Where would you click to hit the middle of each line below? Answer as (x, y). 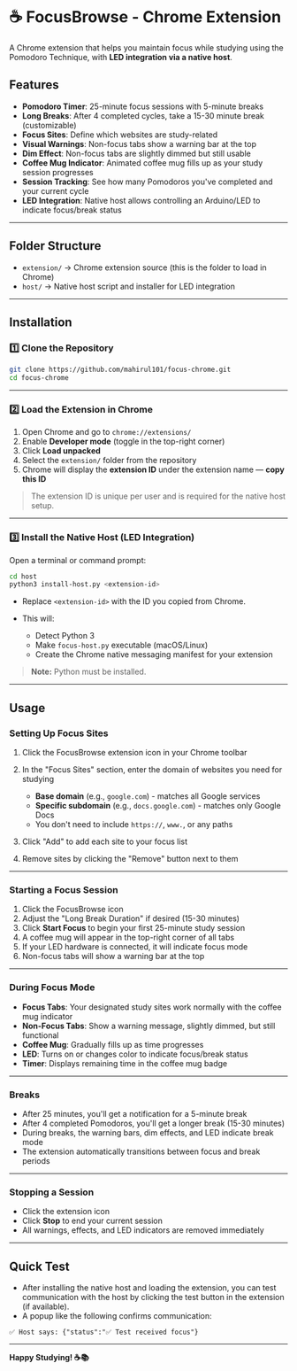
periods (36, 1160)
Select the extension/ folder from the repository (109, 461)
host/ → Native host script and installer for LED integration (129, 286)
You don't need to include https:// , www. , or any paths (134, 825)
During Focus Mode (52, 988)
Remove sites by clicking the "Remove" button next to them (130, 859)
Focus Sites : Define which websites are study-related (120, 135)
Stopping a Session (52, 1192)
